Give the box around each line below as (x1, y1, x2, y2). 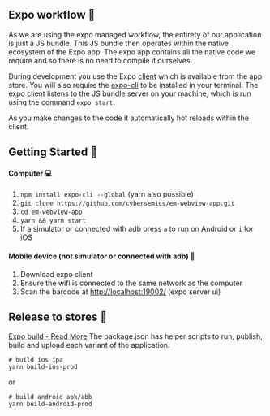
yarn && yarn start (19, 217, 87, 225)
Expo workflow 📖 (8, 8, 96, 22)
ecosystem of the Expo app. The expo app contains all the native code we (8, 46, 256, 57)
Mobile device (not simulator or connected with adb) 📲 (8, 251, 195, 261)
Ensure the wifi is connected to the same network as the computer (19, 278, 243, 288)
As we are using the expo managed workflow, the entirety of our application (8, 29, 262, 39)
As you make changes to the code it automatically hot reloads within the (8, 113, 250, 123)
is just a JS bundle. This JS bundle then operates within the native (8, 38, 229, 48)
